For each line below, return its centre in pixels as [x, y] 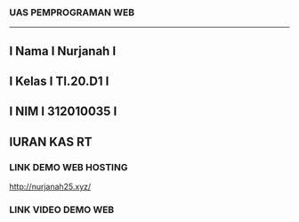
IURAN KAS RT [51, 141]
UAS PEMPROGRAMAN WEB [72, 12]
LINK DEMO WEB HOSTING [69, 167]
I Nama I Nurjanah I [63, 51]
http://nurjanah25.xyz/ [50, 187]
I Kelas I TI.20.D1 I [59, 82]
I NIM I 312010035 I [63, 112]
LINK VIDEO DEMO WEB [62, 210]
